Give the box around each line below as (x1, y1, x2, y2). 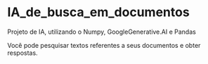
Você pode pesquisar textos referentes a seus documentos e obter (7, 41, 201, 49)
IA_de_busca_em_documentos (7, 4, 190, 20)
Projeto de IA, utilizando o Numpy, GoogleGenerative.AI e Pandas (7, 27, 197, 36)
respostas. (7, 49, 38, 57)
